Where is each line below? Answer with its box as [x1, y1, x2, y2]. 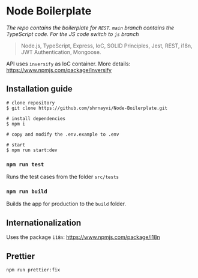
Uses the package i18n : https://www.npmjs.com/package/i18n [6, 234, 161, 241]
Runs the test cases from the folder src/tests [6, 173, 119, 181]
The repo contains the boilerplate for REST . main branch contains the [6, 24, 175, 31]
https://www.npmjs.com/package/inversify [6, 66, 112, 73]
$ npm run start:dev [6, 147, 58, 153]
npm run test [6, 161, 44, 168]
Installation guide [6, 84, 73, 94]
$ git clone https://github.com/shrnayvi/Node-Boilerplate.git [6, 105, 168, 111]
